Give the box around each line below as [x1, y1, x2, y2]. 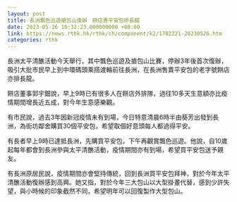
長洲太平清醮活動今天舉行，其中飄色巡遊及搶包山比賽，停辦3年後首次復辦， [7, 57, 228, 65]
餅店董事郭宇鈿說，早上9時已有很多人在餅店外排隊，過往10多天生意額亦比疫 [7, 89, 228, 98]
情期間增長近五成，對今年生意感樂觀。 [7, 98, 119, 106]
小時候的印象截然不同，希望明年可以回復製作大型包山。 [25, 187, 187, 196]
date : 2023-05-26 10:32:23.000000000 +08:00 [7, 23, 140, 30]
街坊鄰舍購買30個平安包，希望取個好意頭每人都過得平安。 [25, 122, 195, 130]
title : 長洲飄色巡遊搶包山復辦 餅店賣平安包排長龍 [7, 17, 140, 24]
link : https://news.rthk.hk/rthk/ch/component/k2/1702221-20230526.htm [7, 30, 222, 37]
